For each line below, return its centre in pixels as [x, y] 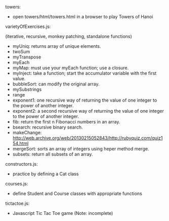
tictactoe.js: [17, 203]
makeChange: [27, 133]
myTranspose [27, 57]
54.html [20, 143]
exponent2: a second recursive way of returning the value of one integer [88, 111]
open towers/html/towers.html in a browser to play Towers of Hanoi [83, 17]
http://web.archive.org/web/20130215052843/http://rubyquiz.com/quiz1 [88, 138]
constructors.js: [22, 164]
